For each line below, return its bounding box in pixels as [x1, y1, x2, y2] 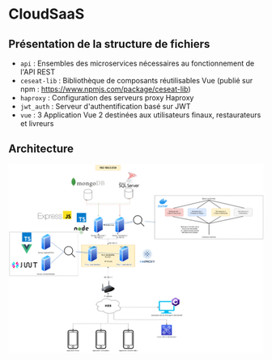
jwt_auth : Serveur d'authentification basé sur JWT [19, 102, 191, 111]
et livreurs [19, 119, 54, 128]
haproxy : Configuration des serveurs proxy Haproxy [19, 93, 194, 102]
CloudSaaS [8, 5, 85, 23]
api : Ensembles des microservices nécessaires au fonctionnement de [19, 58, 255, 68]
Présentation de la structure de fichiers [8, 37, 210, 51]
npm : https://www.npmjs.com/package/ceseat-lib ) [19, 84, 191, 94]
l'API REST [19, 67, 55, 77]
